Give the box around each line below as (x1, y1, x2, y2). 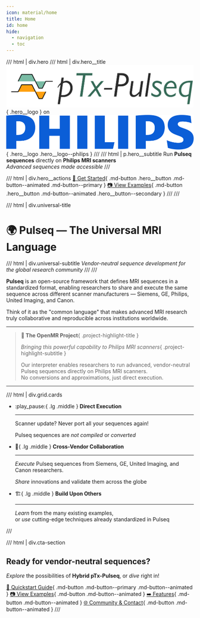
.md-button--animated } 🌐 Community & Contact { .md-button (23, 599, 174, 606)
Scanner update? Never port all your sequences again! (14, 420, 149, 427)
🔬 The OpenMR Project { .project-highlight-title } (20, 332, 139, 339)
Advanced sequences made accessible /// (6, 163, 110, 170)
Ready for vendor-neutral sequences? (6, 556, 151, 567)
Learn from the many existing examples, (14, 509, 114, 516)
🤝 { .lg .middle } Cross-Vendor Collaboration (14, 443, 124, 450)
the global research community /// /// (6, 266, 97, 273)
